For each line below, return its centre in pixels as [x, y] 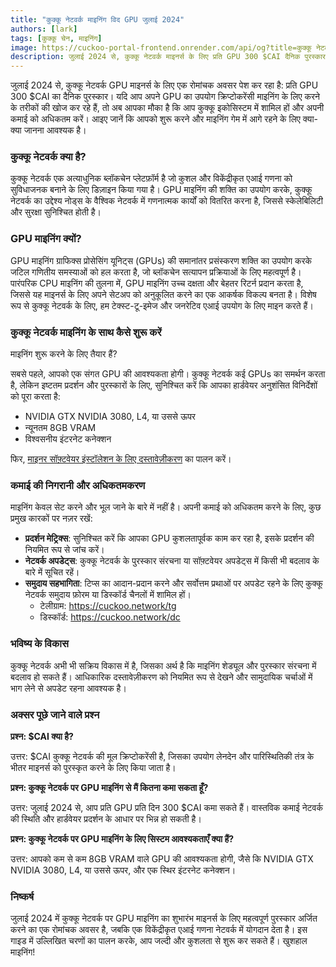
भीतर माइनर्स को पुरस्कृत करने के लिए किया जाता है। [93, 767]
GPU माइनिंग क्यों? [46, 239]
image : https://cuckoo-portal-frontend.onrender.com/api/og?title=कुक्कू [161, 47]
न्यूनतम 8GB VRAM [60, 428]
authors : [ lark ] [44, 29]
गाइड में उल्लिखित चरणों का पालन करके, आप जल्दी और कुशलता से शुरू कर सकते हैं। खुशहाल [159, 941]
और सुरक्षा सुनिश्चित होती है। [56, 212]
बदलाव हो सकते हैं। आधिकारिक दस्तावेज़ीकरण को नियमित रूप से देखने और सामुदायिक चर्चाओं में [161, 677]
